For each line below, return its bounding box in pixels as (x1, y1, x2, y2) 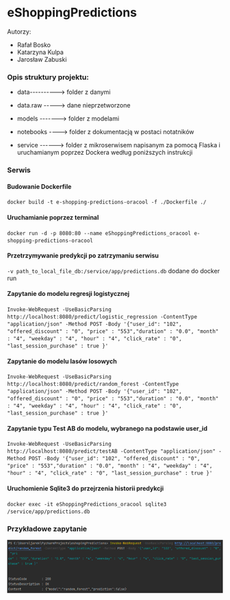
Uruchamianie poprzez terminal (7, 213, 99, 221)
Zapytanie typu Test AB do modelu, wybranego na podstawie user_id (7, 424, 207, 432)
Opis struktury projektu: (7, 72, 89, 82)
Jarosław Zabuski (16, 55, 67, 63)
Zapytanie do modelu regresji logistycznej (7, 290, 130, 298)
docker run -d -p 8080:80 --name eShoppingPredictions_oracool (7, 229, 192, 237)
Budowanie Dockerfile (7, 182, 72, 190)
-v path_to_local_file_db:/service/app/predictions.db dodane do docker (7, 266, 220, 275)
